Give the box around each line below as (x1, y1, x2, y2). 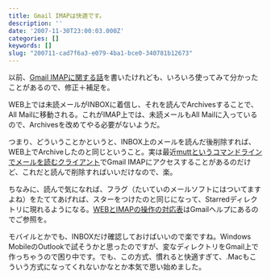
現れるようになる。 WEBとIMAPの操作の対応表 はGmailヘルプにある (29, 205, 252, 214)
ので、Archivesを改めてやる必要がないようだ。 (8, 120, 165, 129)
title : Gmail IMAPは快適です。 (8, 11, 106, 20)
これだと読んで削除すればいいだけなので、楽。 (22, 167, 177, 177)
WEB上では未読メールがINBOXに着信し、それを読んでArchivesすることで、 (8, 100, 258, 109)
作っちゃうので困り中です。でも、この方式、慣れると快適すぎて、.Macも (8, 252, 250, 261)
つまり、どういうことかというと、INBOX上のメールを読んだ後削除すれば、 (8, 137, 256, 146)
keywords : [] (8, 42, 52, 50)
